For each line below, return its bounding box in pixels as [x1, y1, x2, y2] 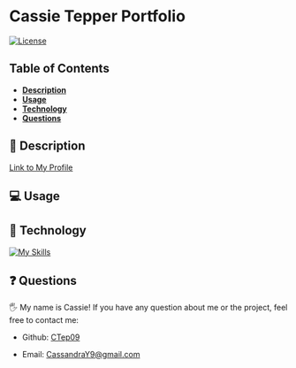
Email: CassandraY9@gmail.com [21, 349, 140, 359]
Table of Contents [9, 61, 110, 76]
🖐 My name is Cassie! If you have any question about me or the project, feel [9, 302, 288, 312]
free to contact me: [9, 314, 80, 325]
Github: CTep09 [21, 332, 80, 342]
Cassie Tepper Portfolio [9, 6, 186, 27]
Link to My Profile [9, 162, 73, 172]
